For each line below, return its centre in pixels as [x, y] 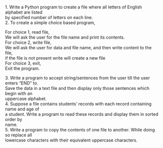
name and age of [22, 109]
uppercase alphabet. [26, 99]
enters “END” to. [22, 83]
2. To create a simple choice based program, [50, 22]
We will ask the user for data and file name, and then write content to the [78, 48]
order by [14, 119]
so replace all [19, 135]
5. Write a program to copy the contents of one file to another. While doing [80, 130]
